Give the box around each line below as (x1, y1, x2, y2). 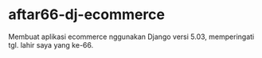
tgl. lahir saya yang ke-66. (8, 40, 94, 49)
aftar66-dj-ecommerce (8, 6, 166, 24)
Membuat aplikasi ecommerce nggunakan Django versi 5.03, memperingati (8, 32, 255, 41)
